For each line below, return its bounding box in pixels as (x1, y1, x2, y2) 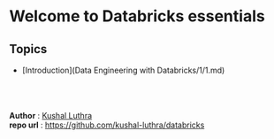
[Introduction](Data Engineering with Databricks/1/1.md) (21, 65, 225, 75)
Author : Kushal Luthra (9, 111, 93, 120)
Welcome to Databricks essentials (9, 6, 265, 27)
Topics (9, 42, 48, 57)
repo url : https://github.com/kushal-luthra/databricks (9, 120, 205, 130)
